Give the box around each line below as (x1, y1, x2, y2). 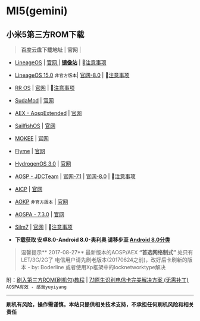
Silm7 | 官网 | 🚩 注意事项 (14, 223, 73, 230)
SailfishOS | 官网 (14, 122, 55, 129)
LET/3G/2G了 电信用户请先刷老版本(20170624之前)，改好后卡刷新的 (20, 256, 187, 263)
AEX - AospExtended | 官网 (14, 110, 82, 117)
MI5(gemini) (6, 4, 68, 18)
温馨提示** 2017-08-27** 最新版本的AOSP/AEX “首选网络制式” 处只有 (20, 249, 193, 255)
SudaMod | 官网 (14, 97, 54, 104)
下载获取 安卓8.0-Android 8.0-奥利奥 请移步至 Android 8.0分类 (14, 236, 171, 243)
